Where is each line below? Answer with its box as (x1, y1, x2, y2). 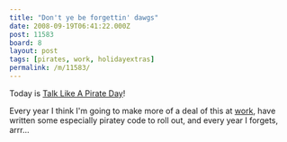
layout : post (9, 47, 58, 56)
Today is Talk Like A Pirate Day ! (9, 87, 126, 99)
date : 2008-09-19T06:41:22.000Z (9, 22, 130, 31)
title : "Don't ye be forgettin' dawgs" (9, 13, 159, 22)
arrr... (9, 124, 30, 135)
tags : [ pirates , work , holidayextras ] (9, 55, 155, 64)
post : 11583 (9, 30, 54, 39)
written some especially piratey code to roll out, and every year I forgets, (9, 114, 279, 126)
